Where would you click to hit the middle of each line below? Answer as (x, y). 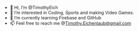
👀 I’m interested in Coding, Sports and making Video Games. (72, 13)
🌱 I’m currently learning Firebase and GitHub (56, 18)
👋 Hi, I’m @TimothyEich (34, 8)
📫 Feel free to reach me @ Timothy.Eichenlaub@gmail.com (70, 23)
